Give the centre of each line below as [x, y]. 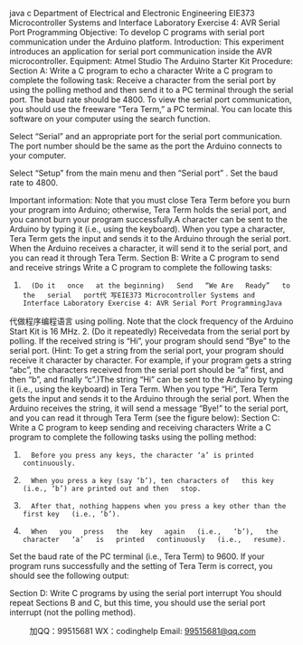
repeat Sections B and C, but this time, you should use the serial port [137, 602]
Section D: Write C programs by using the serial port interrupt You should [146, 593]
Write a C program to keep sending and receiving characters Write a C [140, 427]
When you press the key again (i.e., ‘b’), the [155, 532]
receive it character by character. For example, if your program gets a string [151, 360]
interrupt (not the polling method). [72, 612]
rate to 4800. [34, 183]
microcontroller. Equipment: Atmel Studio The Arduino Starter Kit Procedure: [151, 61]
